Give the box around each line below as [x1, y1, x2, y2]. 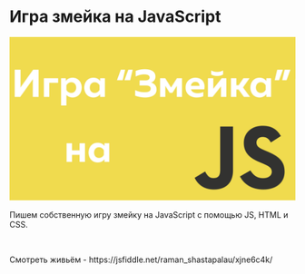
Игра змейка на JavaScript [9, 6, 221, 27]
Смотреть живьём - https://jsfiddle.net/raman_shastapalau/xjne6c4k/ [9, 254, 273, 265]
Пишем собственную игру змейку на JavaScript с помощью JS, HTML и [9, 210, 289, 220]
